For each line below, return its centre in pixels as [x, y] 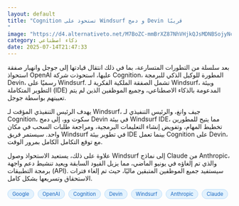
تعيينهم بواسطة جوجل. [37, 98]
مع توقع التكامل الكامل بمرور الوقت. [55, 142]
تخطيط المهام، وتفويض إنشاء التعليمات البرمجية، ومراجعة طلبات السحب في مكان [115, 127]
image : [17, 34]
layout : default [31, 14]
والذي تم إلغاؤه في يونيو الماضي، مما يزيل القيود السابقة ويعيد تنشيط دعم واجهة [112, 163]
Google [21, 194]
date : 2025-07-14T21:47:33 [47, 47]
